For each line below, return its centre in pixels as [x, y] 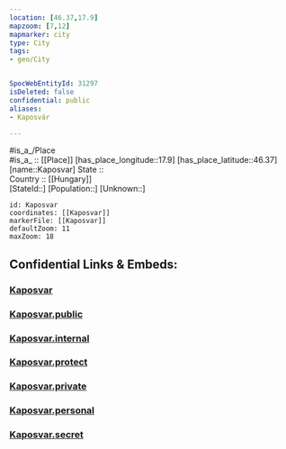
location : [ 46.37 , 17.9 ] [54, 18]
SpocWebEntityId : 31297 [54, 84]
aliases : [26, 109]
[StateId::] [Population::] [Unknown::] [77, 189]
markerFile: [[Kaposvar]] [58, 221]
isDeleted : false [42, 92]
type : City [30, 43]
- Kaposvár [30, 117]
